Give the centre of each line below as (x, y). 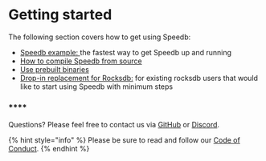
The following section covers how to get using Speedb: (100, 37)
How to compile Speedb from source (81, 61)
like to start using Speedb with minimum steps (96, 87)
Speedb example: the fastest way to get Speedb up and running (125, 52)
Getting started (60, 15)
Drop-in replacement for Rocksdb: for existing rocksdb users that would (139, 78)
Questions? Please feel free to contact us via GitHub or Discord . (114, 125)
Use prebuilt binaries (55, 69)
